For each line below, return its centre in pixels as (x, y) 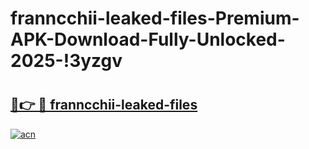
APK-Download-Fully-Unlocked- (148, 39)
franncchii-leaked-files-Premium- (155, 18)
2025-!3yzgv (66, 61)
